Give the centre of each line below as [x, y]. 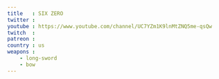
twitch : [21, 33]
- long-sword [38, 58]
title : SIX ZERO [35, 13]
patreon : [21, 39]
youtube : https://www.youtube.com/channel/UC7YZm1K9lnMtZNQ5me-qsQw [110, 26]
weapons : [21, 52]
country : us [26, 45]
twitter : [21, 20]
